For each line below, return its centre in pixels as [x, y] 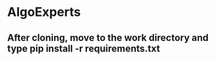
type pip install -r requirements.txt [83, 48]
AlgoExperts [44, 12]
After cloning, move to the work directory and [108, 38]
